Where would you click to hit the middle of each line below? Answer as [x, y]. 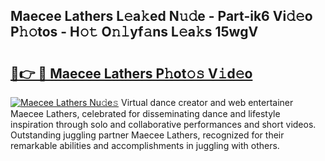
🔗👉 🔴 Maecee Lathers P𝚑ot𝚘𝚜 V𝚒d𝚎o [131, 73]
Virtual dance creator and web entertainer [207, 102]
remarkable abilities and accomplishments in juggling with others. [145, 145]
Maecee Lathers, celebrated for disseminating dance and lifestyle [145, 113]
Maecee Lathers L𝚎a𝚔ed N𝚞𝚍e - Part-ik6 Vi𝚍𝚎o [161, 16]
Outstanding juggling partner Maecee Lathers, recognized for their [147, 135]
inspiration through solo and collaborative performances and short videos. [163, 124]
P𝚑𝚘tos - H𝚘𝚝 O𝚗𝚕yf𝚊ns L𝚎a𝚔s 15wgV [134, 32]
